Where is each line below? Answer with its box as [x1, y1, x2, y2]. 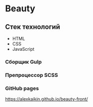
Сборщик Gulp [5, 58, 42, 65]
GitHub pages [5, 85, 39, 92]
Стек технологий [5, 23, 60, 31]
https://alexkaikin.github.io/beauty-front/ [5, 96, 88, 102]
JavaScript [12, 46, 35, 52]
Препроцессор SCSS [5, 71, 58, 78]
